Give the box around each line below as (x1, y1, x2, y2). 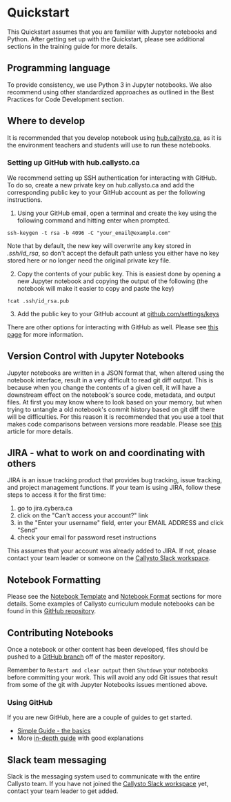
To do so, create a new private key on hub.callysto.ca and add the (7, 181, 194, 189)
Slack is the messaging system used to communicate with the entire (7, 772, 201, 781)
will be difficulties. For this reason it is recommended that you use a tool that (7, 412, 224, 421)
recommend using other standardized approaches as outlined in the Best (7, 88, 214, 96)
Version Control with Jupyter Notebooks (7, 350, 185, 362)
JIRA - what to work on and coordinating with (7, 447, 205, 459)
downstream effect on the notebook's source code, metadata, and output (7, 391, 216, 399)
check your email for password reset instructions (17, 533, 157, 542)
